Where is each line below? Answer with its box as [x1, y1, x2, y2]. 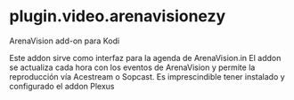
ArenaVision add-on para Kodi [9, 35, 120, 46]
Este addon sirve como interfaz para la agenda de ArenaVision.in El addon [9, 52, 282, 63]
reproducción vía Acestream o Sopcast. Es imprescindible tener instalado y [9, 71, 285, 81]
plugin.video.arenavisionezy [9, 6, 226, 27]
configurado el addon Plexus [9, 81, 115, 91]
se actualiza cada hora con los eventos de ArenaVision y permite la [9, 62, 256, 73]
